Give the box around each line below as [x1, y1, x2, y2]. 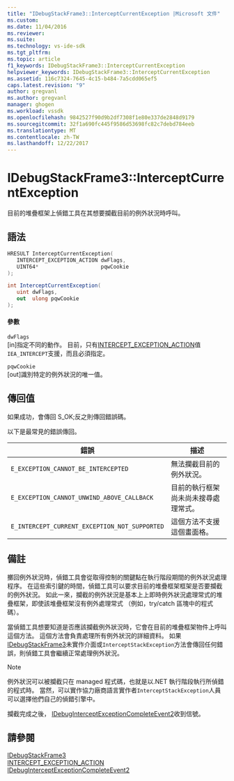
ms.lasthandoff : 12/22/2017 [7, 140, 89, 147]
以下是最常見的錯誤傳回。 [7, 427, 81, 436]
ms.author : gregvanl [7, 95, 68, 102]
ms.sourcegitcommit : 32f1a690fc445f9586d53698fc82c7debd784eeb [7, 120, 195, 128]
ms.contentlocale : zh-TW [7, 133, 79, 140]
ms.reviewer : [7, 29, 45, 37]
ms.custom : [7, 17, 39, 24]
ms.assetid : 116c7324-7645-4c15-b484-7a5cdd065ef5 [7, 75, 157, 82]
